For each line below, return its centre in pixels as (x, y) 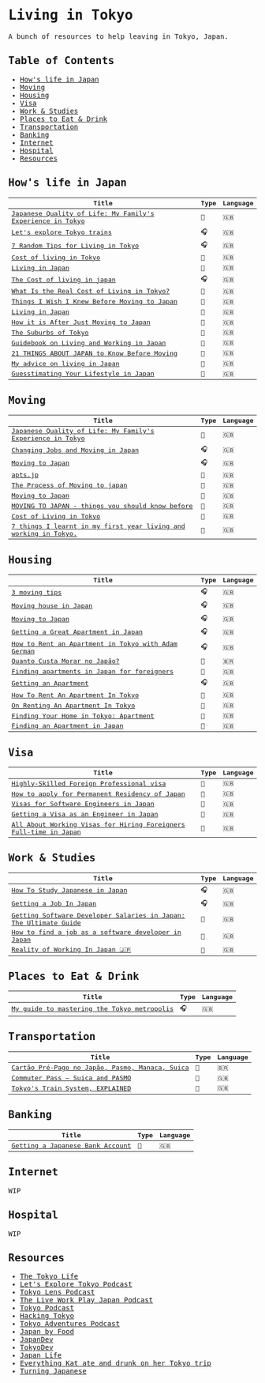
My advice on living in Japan (65, 363)
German (23, 651)
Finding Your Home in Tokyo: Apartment (83, 716)
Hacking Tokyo (47, 1316)
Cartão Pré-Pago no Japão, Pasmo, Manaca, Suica (100, 1068)
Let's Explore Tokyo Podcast (76, 1284)
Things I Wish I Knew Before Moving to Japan (95, 301)
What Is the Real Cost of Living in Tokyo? (91, 291)
